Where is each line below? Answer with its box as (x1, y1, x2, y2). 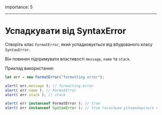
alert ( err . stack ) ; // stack (5, 92, 66, 97)
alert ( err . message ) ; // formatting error (5, 83, 94, 88)
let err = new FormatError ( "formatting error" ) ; (5, 74, 105, 79)
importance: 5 (5, 4, 33, 10)
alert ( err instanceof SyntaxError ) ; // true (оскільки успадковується (5, 106, 154, 111)
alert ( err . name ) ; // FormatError (5, 88, 77, 93)
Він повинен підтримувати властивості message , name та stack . (5, 56, 131, 62)
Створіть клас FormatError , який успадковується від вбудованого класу (5, 41, 153, 47)
